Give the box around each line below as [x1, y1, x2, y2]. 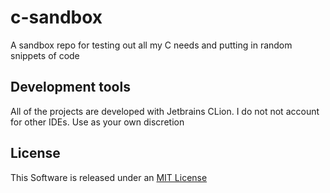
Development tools [10, 79, 131, 96]
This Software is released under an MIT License [10, 171, 208, 183]
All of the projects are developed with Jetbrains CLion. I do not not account [10, 105, 320, 117]
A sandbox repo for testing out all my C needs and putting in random [10, 39, 293, 51]
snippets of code [10, 49, 80, 61]
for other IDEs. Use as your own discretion [10, 116, 185, 128]
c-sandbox [10, 6, 103, 29]
